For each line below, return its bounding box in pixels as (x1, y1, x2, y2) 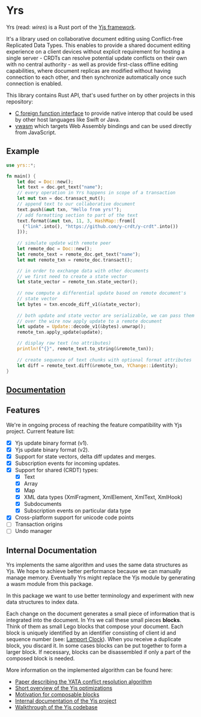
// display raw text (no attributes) (17, 340, 112, 346)
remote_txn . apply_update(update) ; (17, 329, 103, 336)
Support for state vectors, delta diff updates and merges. (14, 452, 156, 460)
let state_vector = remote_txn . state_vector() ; (17, 279, 138, 285)
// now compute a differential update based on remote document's (17, 290, 187, 297)
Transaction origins (14, 521, 63, 528)
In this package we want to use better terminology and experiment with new (6, 592, 194, 599)
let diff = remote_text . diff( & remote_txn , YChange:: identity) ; (17, 362, 179, 369)
